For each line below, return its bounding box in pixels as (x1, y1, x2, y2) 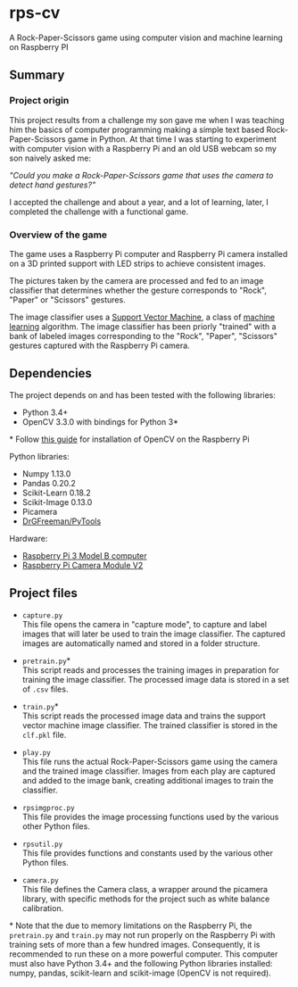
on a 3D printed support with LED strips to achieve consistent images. (9, 258, 266, 269)
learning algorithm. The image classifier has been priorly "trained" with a (9, 320, 277, 332)
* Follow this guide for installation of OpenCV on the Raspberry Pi (9, 434, 250, 444)
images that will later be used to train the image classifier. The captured (21, 628, 286, 639)
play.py (21, 748, 51, 757)
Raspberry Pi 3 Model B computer (21, 550, 147, 560)
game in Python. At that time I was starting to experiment (67, 133, 277, 145)
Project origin (9, 95, 70, 107)
